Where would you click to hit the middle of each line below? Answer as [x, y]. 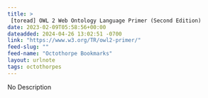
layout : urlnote [31, 60]
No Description [29, 87]
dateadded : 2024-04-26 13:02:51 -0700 [65, 34]
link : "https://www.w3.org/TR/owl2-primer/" [74, 40]
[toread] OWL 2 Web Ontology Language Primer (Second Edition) [106, 21]
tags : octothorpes [34, 67]
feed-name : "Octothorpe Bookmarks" [60, 54]
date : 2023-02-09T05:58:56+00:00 [57, 27]
